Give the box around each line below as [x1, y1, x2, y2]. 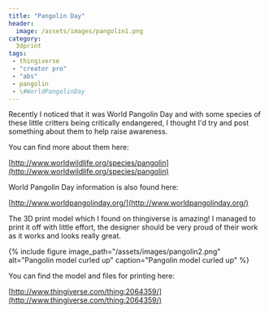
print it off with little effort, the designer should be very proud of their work [8, 222, 258, 232]
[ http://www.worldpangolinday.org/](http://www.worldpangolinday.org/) [8, 198, 249, 208]
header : [8, 19, 35, 28]
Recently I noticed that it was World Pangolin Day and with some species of [8, 109, 262, 119]
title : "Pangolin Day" [8, 11, 85, 20]
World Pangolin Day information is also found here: [8, 182, 179, 192]
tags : [8, 49, 27, 58]
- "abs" [11, 72, 38, 80]
